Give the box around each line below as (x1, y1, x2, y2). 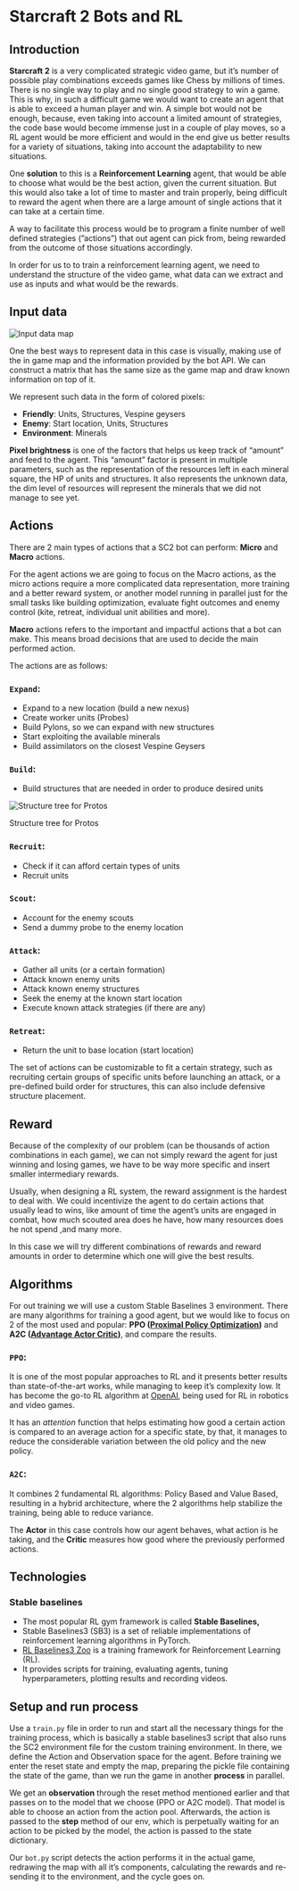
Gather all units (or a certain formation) (21, 964, 166, 975)
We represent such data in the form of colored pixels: (9, 391, 205, 402)
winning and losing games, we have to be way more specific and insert (9, 1159, 270, 1170)
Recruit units (21, 870, 69, 880)
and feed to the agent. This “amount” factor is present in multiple (9, 454, 248, 465)
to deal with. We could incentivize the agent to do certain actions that (9, 1195, 265, 1206)
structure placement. (9, 1091, 87, 1102)
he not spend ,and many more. (9, 1224, 122, 1235)
